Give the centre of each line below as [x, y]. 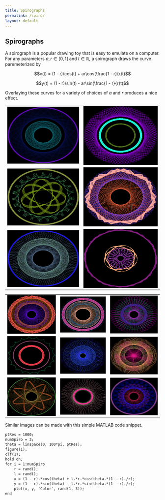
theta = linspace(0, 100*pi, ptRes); [44, 445]
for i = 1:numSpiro [25, 464]
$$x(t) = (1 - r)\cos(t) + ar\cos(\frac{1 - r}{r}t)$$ [82, 74]
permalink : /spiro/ [25, 16]
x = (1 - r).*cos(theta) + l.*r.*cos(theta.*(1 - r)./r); [74, 479]
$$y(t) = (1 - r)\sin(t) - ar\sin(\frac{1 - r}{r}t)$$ [82, 83]
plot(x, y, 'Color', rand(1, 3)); [49, 489]
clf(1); [13, 454]
